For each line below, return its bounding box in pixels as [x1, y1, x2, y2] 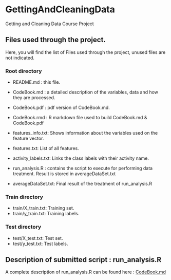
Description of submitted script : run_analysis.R [5, 255, 162, 264]
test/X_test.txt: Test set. [12, 235, 63, 241]
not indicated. [5, 54, 35, 61]
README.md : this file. [12, 79, 61, 85]
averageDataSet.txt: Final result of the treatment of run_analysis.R [12, 181, 153, 187]
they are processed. [12, 95, 55, 101]
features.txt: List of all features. [12, 145, 79, 152]
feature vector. [12, 135, 44, 142]
